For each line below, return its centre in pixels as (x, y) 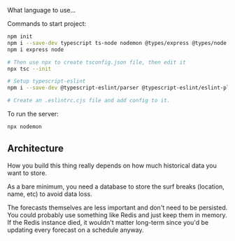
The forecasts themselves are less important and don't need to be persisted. (117, 207)
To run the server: (33, 114)
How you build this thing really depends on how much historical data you (112, 165)
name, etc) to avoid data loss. (50, 194)
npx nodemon (24, 127)
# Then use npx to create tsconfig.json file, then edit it (97, 62)
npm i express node (36, 49)
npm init (20, 36)
